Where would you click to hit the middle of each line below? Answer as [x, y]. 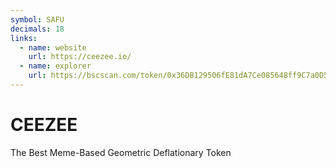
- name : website [53, 47]
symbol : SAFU [37, 19]
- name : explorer [55, 66]
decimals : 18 [37, 29]
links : [24, 38]
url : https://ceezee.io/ [80, 57]
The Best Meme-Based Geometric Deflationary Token [121, 152]
